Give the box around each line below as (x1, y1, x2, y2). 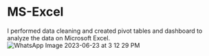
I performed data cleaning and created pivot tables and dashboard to (7, 27, 203, 35)
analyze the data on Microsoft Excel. (7, 33, 111, 42)
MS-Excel (7, 4, 64, 20)
